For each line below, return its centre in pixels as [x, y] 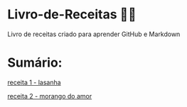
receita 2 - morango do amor [50, 96]
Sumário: [35, 63]
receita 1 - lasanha [34, 82]
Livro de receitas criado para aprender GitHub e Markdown [94, 34]
